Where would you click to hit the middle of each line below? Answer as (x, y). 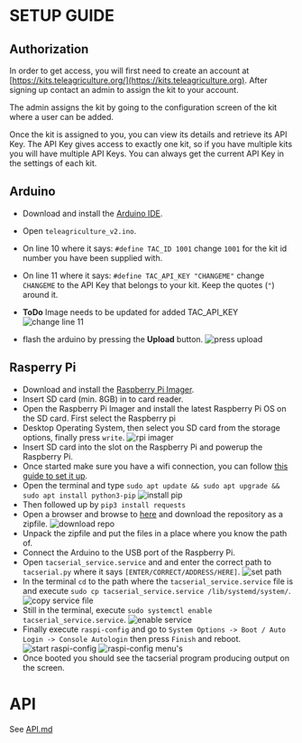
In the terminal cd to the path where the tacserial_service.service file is (158, 581)
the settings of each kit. (53, 163)
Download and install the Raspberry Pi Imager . (108, 389)
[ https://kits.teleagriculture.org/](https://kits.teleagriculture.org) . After (138, 80)
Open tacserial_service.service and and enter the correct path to (147, 562)
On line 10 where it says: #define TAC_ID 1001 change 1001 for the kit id (155, 248)
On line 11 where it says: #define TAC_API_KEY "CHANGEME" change (143, 275)
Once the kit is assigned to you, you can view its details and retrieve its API (148, 135)
